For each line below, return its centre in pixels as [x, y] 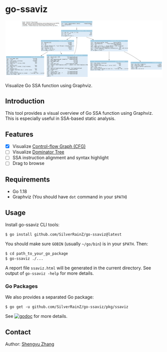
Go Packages [21, 286]
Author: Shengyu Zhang [30, 344]
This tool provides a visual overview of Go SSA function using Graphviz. [79, 113]
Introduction [25, 101]
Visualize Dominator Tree [38, 152]
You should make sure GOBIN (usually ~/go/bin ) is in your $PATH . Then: [77, 244]
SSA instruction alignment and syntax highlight [60, 158]
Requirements [27, 179]
